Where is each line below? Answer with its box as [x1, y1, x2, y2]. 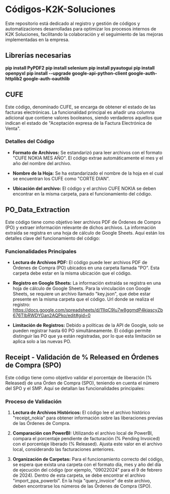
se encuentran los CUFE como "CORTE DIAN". [12, 175, 110, 181]
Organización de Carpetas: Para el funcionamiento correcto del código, [12, 456, 164, 463]
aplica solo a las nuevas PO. [12, 338, 72, 344]
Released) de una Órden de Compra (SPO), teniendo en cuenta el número [5, 380, 159, 386]
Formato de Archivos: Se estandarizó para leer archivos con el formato [12, 149, 162, 155]
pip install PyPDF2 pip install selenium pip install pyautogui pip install [5, 64, 155, 71]
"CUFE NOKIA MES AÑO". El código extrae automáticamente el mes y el [12, 155, 163, 161]
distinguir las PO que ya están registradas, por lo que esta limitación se [12, 333, 161, 339]
